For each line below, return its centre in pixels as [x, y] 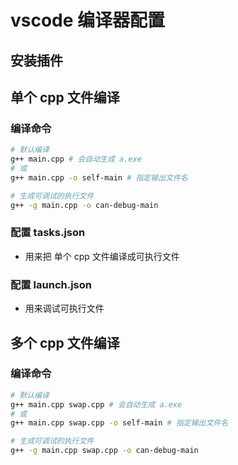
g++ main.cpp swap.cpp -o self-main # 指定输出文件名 [119, 423]
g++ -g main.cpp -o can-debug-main [84, 205]
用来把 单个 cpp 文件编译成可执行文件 [102, 256]
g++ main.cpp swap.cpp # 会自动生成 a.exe [96, 404]
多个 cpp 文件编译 [65, 342]
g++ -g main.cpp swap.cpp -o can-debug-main [104, 451]
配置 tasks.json [48, 233]
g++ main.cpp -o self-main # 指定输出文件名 [99, 177]
